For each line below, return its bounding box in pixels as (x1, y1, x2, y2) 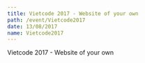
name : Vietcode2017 (7, 29, 64, 37)
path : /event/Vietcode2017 (7, 17, 86, 24)
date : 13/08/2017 (7, 23, 58, 30)
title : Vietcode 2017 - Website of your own (7, 10, 139, 17)
